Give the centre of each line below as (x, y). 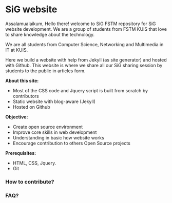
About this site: (22, 80)
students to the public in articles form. (45, 71)
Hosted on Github (31, 107)
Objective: (17, 117)
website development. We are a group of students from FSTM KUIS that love (86, 29)
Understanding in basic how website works (58, 137)
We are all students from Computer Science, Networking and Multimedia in (84, 44)
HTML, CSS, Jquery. (34, 163)
